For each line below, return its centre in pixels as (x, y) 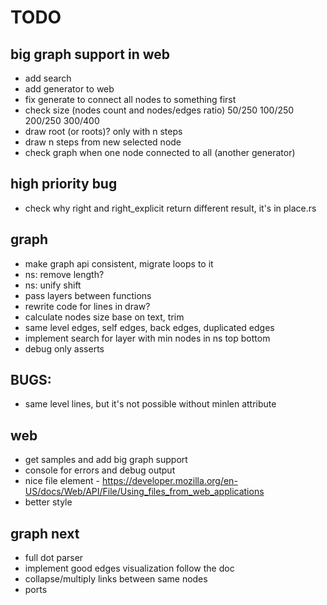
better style (48, 502)
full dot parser (54, 558)
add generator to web (69, 89)
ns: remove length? (64, 274)
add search (48, 78)
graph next (45, 533)
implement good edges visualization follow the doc (129, 568)
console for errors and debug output (100, 470)
